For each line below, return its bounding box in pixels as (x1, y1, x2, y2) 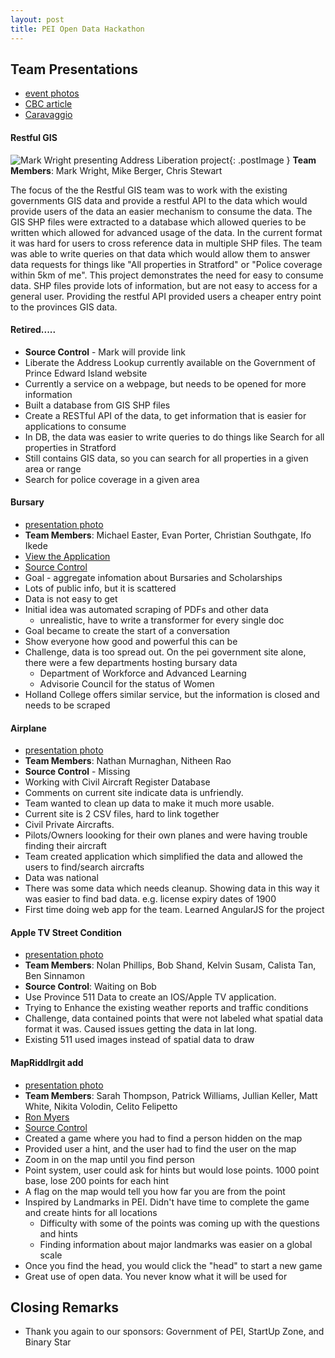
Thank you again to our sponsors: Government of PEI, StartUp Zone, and (24, 1326, 325, 1338)
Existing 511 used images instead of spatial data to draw (24, 1034, 255, 1046)
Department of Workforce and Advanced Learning (39, 667, 247, 679)
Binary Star (24, 1336, 72, 1348)
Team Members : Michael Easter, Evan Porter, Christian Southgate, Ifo (24, 529, 312, 541)
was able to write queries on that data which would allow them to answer (10, 247, 311, 260)
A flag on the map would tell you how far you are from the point (24, 1185, 286, 1197)
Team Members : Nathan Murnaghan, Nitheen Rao (24, 755, 232, 767)
